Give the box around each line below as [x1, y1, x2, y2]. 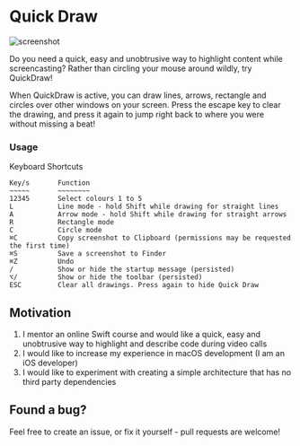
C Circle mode [9, 226, 102, 235]
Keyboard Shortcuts [9, 162, 84, 172]
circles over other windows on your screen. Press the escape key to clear [9, 99, 281, 109]
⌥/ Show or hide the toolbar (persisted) [9, 273, 203, 282]
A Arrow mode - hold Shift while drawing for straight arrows [9, 210, 287, 219]
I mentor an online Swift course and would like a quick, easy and [22, 329, 261, 340]
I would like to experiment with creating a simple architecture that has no [22, 367, 292, 378]
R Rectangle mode [9, 218, 115, 227]
